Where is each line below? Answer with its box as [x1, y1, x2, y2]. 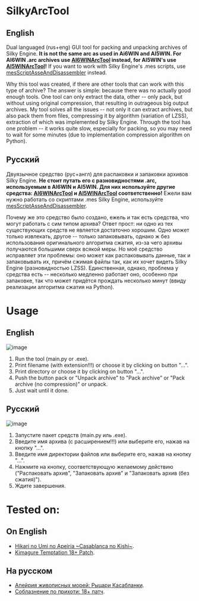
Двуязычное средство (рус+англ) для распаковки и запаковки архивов [6, 170, 188, 178]
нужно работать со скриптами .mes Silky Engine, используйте [6, 195, 163, 203]
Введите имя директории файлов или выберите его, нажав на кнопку [14, 450, 192, 457]
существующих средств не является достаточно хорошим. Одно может [6, 226, 189, 233]
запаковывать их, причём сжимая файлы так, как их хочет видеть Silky [6, 258, 187, 265]
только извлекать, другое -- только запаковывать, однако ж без [6, 232, 170, 239]
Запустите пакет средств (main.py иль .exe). [14, 431, 127, 438]
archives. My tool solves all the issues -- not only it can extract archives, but [6, 106, 193, 113]
